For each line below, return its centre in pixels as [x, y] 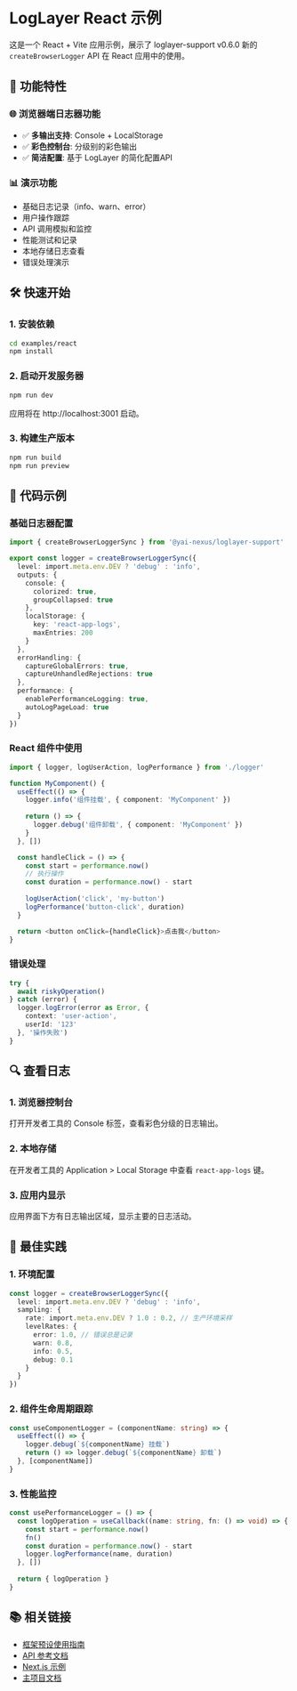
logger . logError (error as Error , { [83, 1008]
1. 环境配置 [32, 1274]
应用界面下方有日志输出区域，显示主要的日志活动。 [103, 1217]
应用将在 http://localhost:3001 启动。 [76, 413]
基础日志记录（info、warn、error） [86, 206]
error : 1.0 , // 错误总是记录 [83, 1335]
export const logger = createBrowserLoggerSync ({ [103, 558]
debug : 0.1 [53, 1359]
